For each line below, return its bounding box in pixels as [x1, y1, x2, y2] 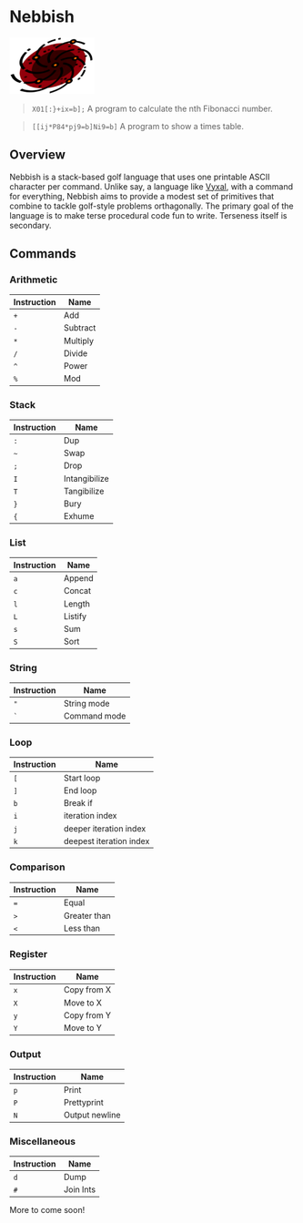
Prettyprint [63, 1097, 105, 1108]
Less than [63, 922, 101, 933]
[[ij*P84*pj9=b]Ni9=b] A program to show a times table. [31, 120, 244, 131]
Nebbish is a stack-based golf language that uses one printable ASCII [9, 171, 270, 182]
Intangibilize [63, 473, 109, 484]
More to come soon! [9, 1204, 86, 1215]
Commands [9, 246, 77, 261]
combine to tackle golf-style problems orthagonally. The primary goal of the [9, 200, 294, 211]
